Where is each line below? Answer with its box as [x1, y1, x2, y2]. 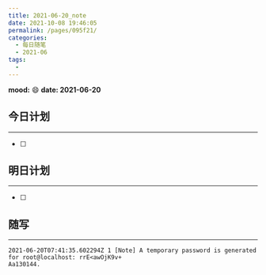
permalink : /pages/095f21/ [8, 26, 97, 34]
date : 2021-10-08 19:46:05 [8, 19, 97, 27]
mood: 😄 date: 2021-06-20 [8, 85, 101, 94]
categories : [8, 33, 47, 42]
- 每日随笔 [15, 41, 47, 49]
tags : [8, 56, 26, 64]
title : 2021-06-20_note [8, 11, 87, 20]
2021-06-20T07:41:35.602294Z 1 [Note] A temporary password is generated [8, 246, 257, 254]
